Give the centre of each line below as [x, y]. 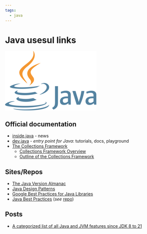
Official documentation [41, 124]
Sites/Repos [24, 172]
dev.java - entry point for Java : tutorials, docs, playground [70, 141]
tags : [10, 10]
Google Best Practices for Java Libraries [53, 194]
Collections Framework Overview [53, 151]
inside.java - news [30, 136]
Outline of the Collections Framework [57, 157]
